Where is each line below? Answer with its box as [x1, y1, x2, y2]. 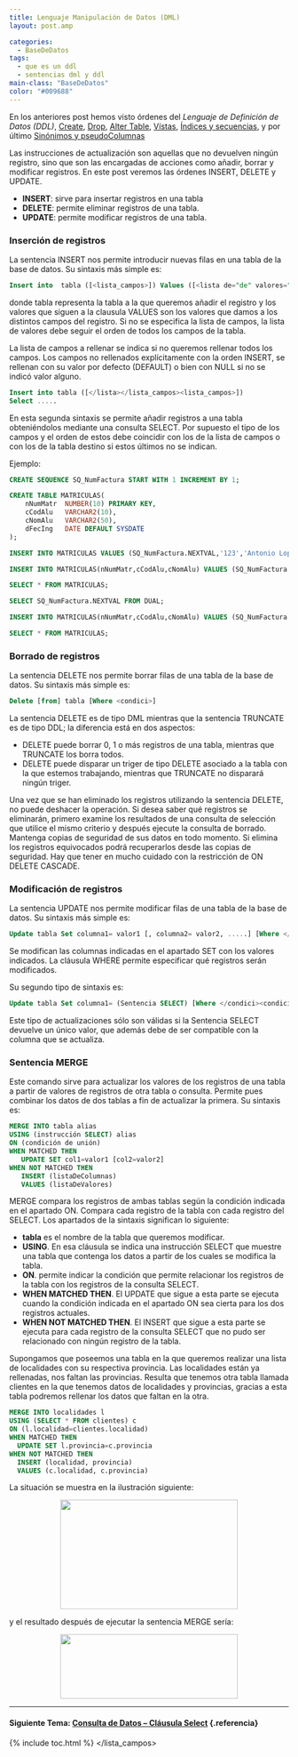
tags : [9, 54, 29, 63]
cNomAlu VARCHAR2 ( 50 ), [25, 517, 117, 525]
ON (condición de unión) [9, 1139, 101, 1148]
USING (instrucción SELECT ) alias [9, 1130, 137, 1139]
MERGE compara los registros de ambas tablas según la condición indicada [9, 1196, 286, 1207]
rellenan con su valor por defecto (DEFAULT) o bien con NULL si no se [9, 361, 266, 372]
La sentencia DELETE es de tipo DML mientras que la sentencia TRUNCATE [9, 713, 285, 724]
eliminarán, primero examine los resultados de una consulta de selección [9, 814, 277, 824]
